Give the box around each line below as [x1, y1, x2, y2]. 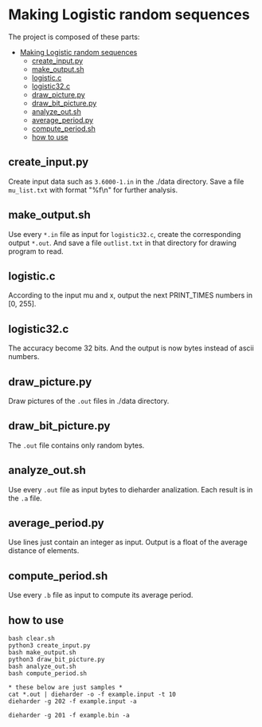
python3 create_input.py [8, 642, 91, 650]
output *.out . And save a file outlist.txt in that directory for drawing [8, 238, 237, 247]
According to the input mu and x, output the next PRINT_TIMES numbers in [8, 290, 253, 300]
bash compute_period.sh [8, 670, 88, 678]
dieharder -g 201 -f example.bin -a [8, 712, 130, 720]
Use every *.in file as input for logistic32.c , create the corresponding [8, 229, 241, 239]
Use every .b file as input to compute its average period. [8, 591, 194, 600]
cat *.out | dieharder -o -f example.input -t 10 [8, 690, 177, 699]
